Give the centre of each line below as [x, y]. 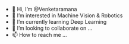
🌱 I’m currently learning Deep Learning [59, 22]
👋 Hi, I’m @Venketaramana [44, 9]
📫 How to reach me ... [39, 35]
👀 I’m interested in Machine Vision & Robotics [67, 15]
